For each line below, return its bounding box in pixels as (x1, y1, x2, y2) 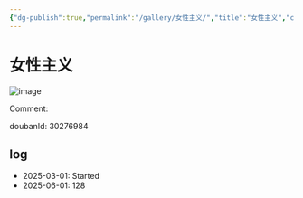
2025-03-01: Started (22, 171, 100, 182)
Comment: (9, 103, 49, 114)
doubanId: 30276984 (9, 120, 89, 131)
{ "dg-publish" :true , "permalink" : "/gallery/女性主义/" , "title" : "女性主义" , (9, 13, 287, 23)
